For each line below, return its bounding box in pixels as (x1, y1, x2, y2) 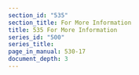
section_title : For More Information (8, 19, 132, 27)
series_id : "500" (8, 33, 65, 41)
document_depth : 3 (8, 55, 68, 63)
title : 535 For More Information (8, 26, 118, 34)
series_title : (8, 41, 55, 48)
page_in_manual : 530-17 (8, 48, 86, 55)
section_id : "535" (8, 11, 68, 20)
